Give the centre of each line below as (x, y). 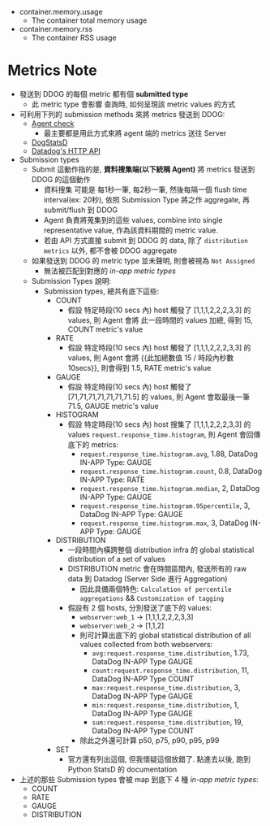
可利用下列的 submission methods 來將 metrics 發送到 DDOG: (122, 114)
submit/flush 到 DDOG (81, 210)
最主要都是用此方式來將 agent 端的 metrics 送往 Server (135, 133)
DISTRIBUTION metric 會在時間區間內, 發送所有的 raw (157, 568)
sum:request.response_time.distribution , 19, (168, 722)
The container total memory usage (89, 20)
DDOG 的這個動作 (61, 179)
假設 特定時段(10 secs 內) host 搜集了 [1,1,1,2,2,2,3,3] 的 (159, 424)
